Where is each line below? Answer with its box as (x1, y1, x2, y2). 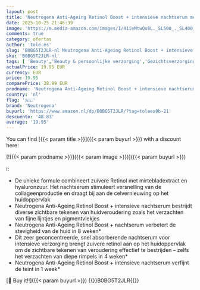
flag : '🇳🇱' (6, 97, 36, 103)
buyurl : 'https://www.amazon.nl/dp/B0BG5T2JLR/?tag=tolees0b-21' (6, 108, 171, 114)
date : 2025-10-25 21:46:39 (6, 20, 73, 26)
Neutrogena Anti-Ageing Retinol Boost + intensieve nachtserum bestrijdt (14, 203, 192, 210)
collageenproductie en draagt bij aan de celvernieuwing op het (14, 190, 169, 197)
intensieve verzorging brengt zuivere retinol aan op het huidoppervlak (14, 240, 186, 247)
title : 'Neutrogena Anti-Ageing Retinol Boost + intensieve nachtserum (6, 14, 187, 20)
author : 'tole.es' (6, 42, 52, 48)
